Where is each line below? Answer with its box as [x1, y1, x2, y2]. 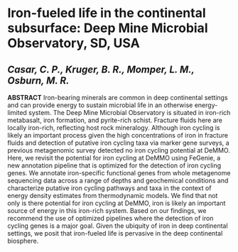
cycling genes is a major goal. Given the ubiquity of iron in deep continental [7, 221, 229, 230]
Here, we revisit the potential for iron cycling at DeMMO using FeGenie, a [7, 154, 221, 162]
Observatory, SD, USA [7, 35, 140, 51]
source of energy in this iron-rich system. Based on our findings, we [7, 207, 207, 214]
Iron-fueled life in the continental [7, 5, 206, 21]
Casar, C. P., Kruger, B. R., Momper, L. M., [7, 63, 195, 75]
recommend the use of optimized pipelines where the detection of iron [7, 214, 214, 222]
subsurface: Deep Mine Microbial [7, 20, 208, 36]
